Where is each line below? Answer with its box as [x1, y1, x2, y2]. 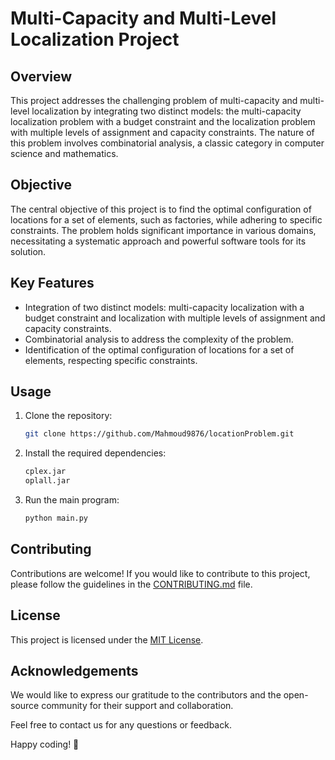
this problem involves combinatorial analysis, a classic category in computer [10, 137, 325, 149]
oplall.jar [24, 476, 71, 486]
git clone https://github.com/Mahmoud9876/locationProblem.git [24, 429, 295, 439]
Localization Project [10, 28, 180, 51]
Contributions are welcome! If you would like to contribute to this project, [10, 567, 311, 579]
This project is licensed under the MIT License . [10, 633, 204, 646]
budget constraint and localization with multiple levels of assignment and [24, 312, 326, 324]
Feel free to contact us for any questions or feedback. [10, 719, 232, 731]
